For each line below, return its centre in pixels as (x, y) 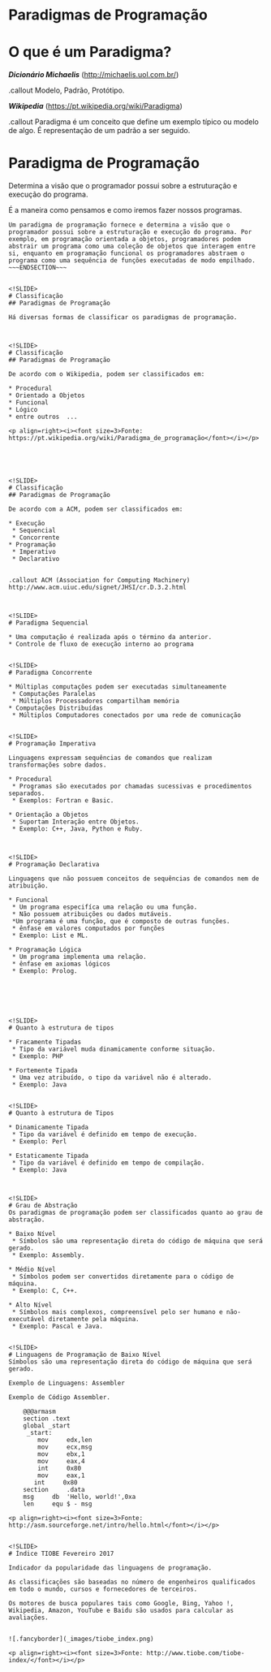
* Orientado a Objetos (47, 395)
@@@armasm (40, 1412)
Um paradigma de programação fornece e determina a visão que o (119, 225)
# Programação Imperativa (52, 744)
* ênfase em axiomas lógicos (61, 964)
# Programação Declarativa (54, 865)
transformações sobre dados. (58, 765)
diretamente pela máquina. (94, 1320)
